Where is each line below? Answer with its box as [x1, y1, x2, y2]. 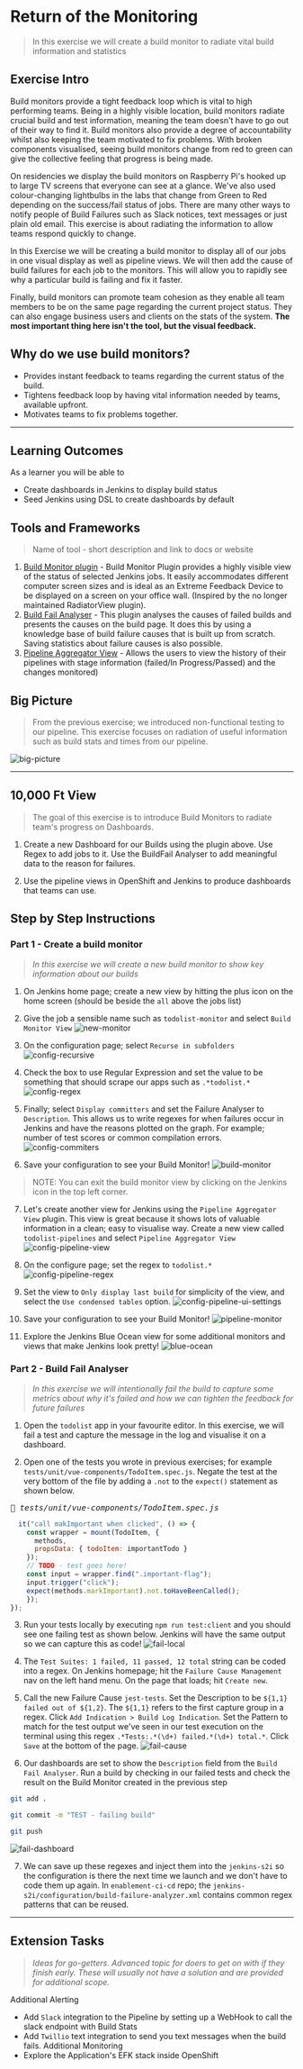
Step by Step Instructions [10, 912, 156, 927]
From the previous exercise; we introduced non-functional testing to [31, 717, 285, 727]
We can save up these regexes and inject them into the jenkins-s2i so [22, 1861, 285, 1872]
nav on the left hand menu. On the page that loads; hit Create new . [22, 1675, 268, 1686]
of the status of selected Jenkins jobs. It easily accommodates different [22, 571, 289, 582]
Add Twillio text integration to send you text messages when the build [22, 2030, 287, 2041]
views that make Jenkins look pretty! [22, 1340, 160, 1351]
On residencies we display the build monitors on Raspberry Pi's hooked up [10, 170, 287, 181]
